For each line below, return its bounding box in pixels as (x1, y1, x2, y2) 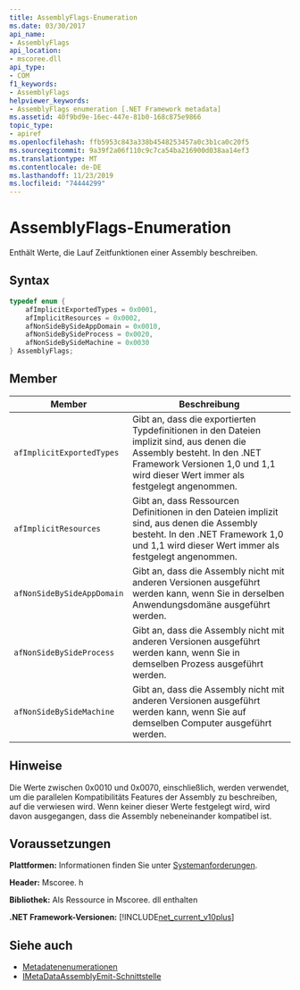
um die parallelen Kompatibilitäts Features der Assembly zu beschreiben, (9, 792, 278, 802)
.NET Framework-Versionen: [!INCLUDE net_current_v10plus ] (9, 912, 235, 923)
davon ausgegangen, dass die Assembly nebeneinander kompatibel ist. (9, 810, 272, 821)
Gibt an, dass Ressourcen (132, 494, 239, 507)
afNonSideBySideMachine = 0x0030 (25, 339, 150, 348)
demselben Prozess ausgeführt (132, 658, 263, 670)
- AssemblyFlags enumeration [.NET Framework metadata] (9, 105, 221, 113)
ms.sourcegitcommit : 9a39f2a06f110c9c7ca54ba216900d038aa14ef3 (9, 146, 250, 155)
